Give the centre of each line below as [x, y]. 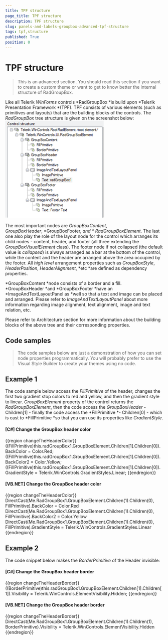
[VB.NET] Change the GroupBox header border [55, 605]
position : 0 [18, 43]
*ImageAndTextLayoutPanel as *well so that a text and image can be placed [84, 294]
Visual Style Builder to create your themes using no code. [77, 363]
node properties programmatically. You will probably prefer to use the [89, 358]
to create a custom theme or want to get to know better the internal [87, 87]
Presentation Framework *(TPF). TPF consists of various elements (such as [83, 107]
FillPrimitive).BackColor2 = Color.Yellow [46, 516]
